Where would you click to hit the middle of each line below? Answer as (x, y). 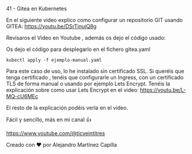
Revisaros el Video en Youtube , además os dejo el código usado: (86, 38)
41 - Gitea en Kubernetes (36, 9)
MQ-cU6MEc (22, 96)
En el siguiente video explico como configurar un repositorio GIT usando (95, 20)
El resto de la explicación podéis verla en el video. (67, 108)
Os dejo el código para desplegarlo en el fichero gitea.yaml (78, 49)
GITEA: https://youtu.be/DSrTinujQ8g (51, 26)
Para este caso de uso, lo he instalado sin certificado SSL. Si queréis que (95, 71)
